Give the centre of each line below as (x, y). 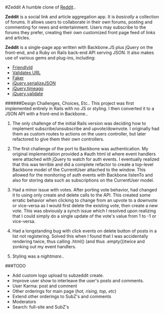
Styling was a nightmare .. (38, 256)
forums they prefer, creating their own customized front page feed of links (80, 32)
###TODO (16, 266)
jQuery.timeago (28, 88)
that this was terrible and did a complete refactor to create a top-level (83, 164)
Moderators (24, 302)
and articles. (18, 38)
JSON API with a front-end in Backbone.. (47, 114)
